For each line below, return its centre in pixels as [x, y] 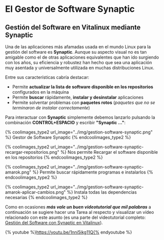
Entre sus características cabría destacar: [47, 77]
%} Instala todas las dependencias [102, 192]
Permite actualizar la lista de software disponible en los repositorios [83, 87]
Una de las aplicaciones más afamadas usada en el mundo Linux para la [78, 47]
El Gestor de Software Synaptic [70, 9]
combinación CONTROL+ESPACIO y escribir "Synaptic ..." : [66, 122]
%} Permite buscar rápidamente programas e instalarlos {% [93, 172]
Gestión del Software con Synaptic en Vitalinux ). [54, 223]
